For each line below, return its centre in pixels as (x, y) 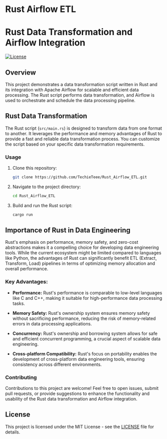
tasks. (18, 303)
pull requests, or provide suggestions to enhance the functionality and (77, 393)
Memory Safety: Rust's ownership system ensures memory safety (81, 313)
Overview (21, 72)
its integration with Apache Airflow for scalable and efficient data (72, 90)
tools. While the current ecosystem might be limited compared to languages (83, 253)
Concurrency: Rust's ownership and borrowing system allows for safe (85, 333)
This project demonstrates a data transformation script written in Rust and (81, 84)
